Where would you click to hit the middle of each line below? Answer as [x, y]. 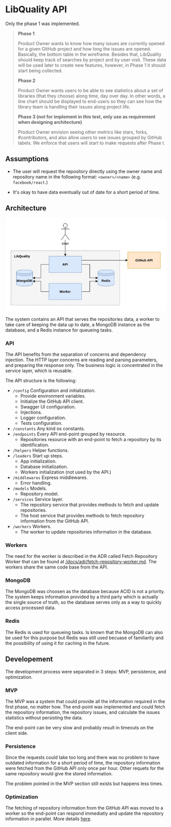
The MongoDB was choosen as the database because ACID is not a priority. [85, 592]
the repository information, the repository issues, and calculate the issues [83, 712]
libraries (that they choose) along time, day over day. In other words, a [92, 96]
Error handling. [36, 483]
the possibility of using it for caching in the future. [58, 643]
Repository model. [40, 494]
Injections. [31, 412]
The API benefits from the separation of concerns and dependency [76, 354]
